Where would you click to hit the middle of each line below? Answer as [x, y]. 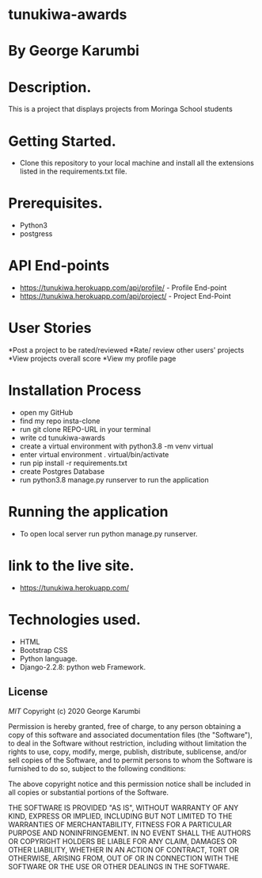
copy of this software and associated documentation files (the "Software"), [131, 735]
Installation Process [75, 391]
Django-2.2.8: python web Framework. [83, 666]
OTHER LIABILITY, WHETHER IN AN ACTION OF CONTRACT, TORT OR [123, 849]
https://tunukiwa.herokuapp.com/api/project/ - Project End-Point [125, 296]
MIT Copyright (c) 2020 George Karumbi [74, 711]
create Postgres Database [62, 471]
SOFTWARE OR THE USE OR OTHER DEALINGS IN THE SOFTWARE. [119, 866]
